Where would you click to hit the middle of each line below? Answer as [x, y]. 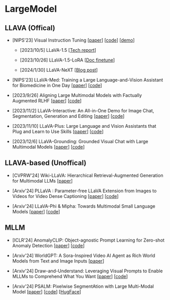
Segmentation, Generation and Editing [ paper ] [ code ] [68, 116]
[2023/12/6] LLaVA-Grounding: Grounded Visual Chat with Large [80, 141]
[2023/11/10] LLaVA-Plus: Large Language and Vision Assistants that [84, 126]
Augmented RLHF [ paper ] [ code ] [47, 101]
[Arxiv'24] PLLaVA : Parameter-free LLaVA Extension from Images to [84, 191]
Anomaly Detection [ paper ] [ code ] [48, 245]
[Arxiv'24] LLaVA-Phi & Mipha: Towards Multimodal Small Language [84, 206]
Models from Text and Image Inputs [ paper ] [58, 261]
